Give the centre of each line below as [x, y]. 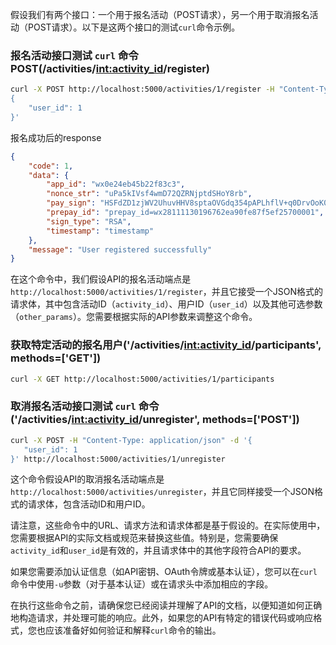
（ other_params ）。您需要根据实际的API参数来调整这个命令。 [134, 317]
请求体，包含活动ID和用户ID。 [89, 504]
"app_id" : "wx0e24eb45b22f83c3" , [116, 184]
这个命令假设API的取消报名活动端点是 [87, 479]
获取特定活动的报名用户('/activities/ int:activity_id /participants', [166, 345]
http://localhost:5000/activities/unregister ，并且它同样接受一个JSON [162, 492]
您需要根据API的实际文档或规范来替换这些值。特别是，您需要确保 [144, 538]
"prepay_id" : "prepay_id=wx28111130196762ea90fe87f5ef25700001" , [185, 213]
